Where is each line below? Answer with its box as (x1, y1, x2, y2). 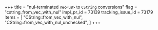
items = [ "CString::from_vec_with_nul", (4, 15, 83, 20)
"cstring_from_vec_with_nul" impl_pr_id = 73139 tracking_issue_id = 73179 (4, 9, 153, 15)
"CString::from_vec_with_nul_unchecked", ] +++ (4, 19, 101, 25)
